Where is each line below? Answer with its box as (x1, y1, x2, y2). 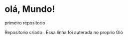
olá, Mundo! (4, 3, 55, 15)
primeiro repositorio (4, 20, 45, 26)
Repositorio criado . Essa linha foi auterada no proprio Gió (4, 29, 123, 35)
